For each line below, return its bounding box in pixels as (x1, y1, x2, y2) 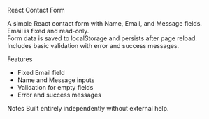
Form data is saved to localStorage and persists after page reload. (7, 34, 198, 42)
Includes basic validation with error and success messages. (7, 42, 180, 49)
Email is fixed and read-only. (7, 27, 89, 35)
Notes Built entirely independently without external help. (7, 104, 169, 112)
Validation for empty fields (17, 84, 94, 91)
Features (7, 55, 33, 63)
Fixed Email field (17, 69, 65, 77)
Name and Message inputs (17, 76, 95, 84)
